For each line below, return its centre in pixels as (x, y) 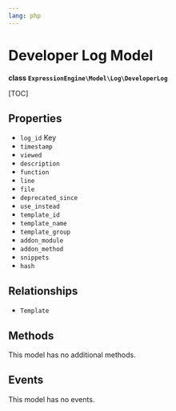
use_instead (40, 207)
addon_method (42, 250)
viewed (31, 156)
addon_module (42, 241)
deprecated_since (49, 198)
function (34, 173)
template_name (43, 224)
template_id (40, 215)
